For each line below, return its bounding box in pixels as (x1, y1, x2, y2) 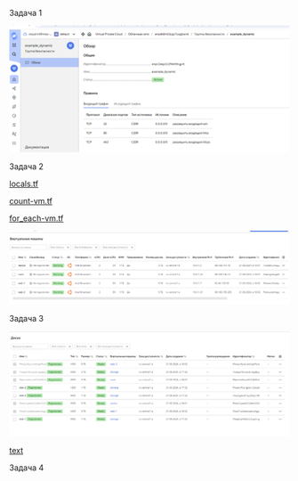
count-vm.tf (9, 196, 53, 207)
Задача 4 (9, 462, 44, 473)
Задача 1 (9, 8, 43, 18)
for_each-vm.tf (9, 213, 64, 224)
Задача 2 (9, 161, 44, 172)
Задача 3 (9, 313, 44, 323)
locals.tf (9, 178, 39, 190)
